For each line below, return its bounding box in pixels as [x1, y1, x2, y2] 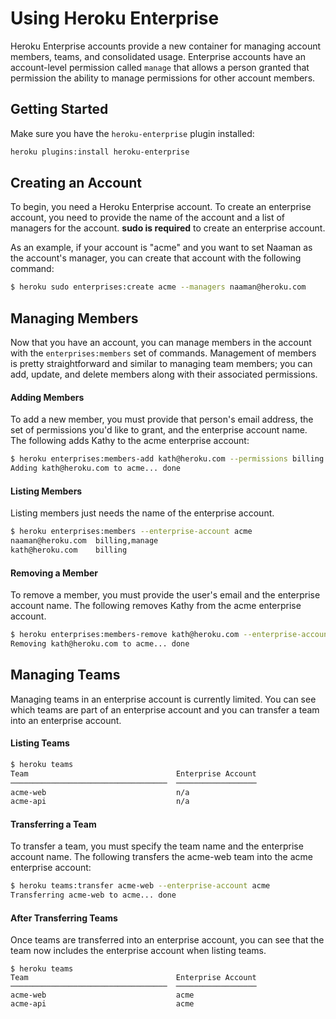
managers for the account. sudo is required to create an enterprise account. [10, 222, 326, 234]
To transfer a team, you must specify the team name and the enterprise [10, 840, 304, 852]
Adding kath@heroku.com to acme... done [10, 463, 182, 474]
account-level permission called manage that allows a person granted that [10, 61, 310, 73]
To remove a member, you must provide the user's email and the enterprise [10, 589, 321, 601]
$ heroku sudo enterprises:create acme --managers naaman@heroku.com [10, 282, 307, 292]
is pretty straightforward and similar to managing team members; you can [10, 358, 313, 370]
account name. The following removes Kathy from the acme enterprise [10, 600, 302, 612]
